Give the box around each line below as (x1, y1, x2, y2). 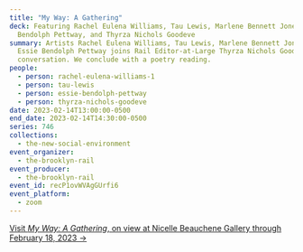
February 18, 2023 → (9, 232, 87, 243)
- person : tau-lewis (17, 80, 95, 89)
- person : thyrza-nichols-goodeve (17, 97, 147, 107)
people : (9, 64, 39, 73)
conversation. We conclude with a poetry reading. (17, 55, 212, 64)
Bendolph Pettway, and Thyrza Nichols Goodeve (17, 30, 196, 39)
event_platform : (9, 190, 70, 199)
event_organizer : (9, 147, 75, 156)
